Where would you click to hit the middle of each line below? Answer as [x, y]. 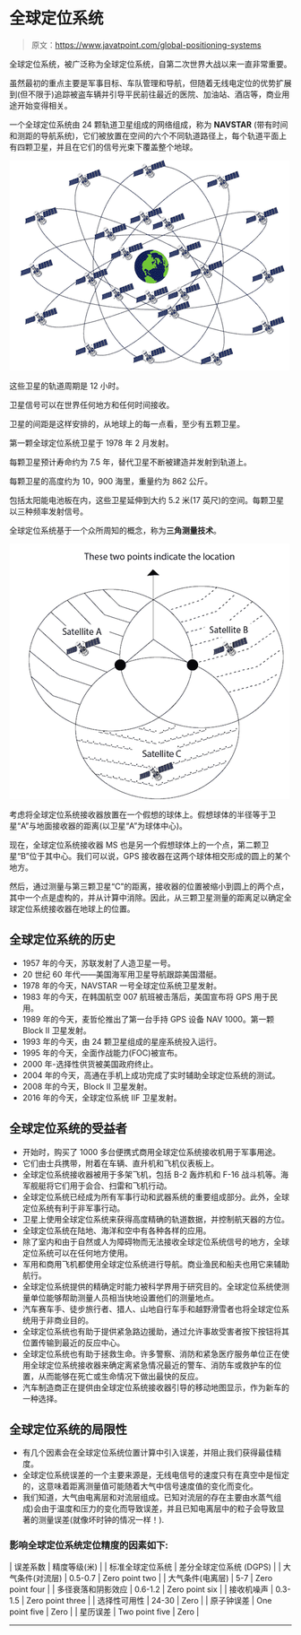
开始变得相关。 [44, 105]
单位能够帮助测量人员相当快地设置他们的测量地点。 [125, 1298]
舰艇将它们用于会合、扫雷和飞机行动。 [101, 1186]
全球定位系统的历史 [62, 939]
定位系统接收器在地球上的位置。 [76, 909]
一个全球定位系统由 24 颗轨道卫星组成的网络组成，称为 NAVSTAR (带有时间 [149, 124]
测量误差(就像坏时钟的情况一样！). [101, 1520]
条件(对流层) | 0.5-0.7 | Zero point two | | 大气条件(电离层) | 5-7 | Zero [145, 1578]
